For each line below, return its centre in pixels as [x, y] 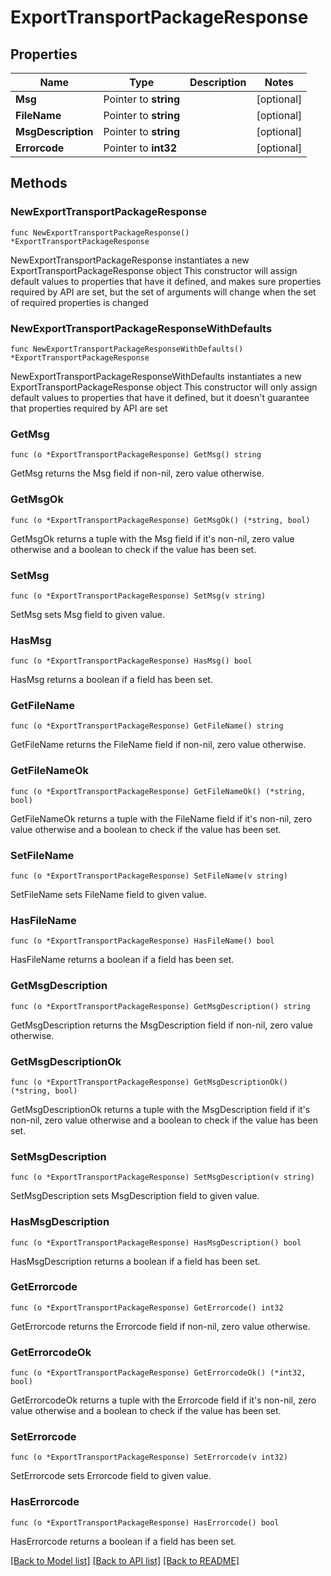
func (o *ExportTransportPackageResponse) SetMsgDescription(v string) [162, 1177]
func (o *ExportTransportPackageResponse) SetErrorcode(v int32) [149, 1457]
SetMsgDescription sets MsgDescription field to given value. [135, 1196]
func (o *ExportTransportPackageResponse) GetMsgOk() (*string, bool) [160, 520]
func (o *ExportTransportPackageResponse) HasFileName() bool [142, 941]
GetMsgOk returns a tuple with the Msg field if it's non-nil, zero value [152, 538]
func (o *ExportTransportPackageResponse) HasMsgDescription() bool [156, 1242]
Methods [39, 183]
